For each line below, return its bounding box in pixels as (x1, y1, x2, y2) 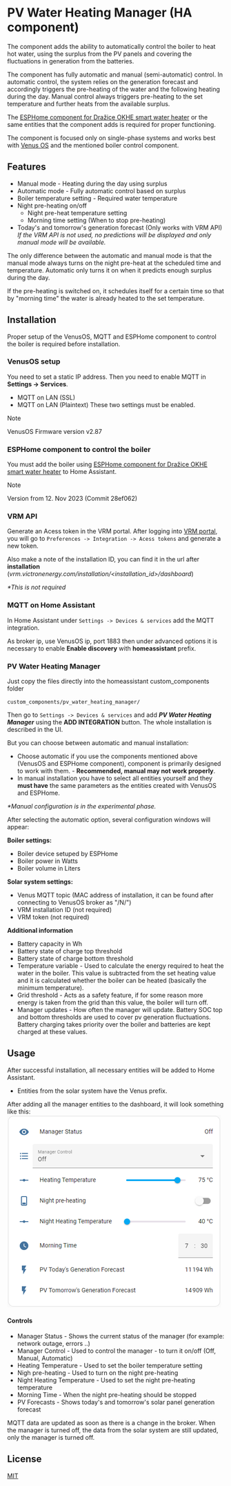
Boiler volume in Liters (17, 864, 81, 873)
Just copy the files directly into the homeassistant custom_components (7, 677, 210, 686)
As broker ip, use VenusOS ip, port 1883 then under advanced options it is (7, 637, 218, 645)
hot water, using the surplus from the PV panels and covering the (7, 50, 192, 58)
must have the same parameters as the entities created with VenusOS (17, 782, 217, 790)
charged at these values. (17, 1028, 88, 1036)
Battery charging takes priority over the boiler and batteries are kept (17, 1020, 211, 1029)
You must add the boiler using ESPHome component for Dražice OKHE (7, 460, 208, 468)
